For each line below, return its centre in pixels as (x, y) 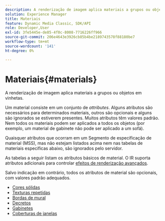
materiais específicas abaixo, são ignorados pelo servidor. (64, 148)
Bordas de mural (29, 198)
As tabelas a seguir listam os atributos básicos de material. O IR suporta (78, 158)
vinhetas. (14, 98)
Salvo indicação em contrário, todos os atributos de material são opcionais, (81, 173)
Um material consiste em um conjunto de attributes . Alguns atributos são (79, 108)
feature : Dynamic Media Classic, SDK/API (48, 23)
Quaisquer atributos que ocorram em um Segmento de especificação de (78, 138)
